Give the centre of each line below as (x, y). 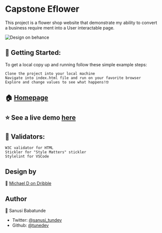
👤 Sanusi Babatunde (25, 210)
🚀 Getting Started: (33, 53)
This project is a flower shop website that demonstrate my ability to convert (81, 23)
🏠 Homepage (27, 98)
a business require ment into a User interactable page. (60, 27)
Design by (21, 171)
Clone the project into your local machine (50, 74)
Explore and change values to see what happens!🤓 (57, 82)
